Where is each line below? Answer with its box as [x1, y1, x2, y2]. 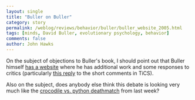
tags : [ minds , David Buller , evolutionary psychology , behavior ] [6, 30, 169, 36]
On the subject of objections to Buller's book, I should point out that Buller [6, 57, 185, 64]
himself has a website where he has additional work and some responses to [6, 63, 190, 70]
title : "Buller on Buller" [6, 14, 72, 20]
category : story [6, 19, 46, 25]
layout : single [6, 8, 43, 15]
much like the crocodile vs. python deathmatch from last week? [6, 87, 160, 94]
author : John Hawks [6, 42, 54, 47]
